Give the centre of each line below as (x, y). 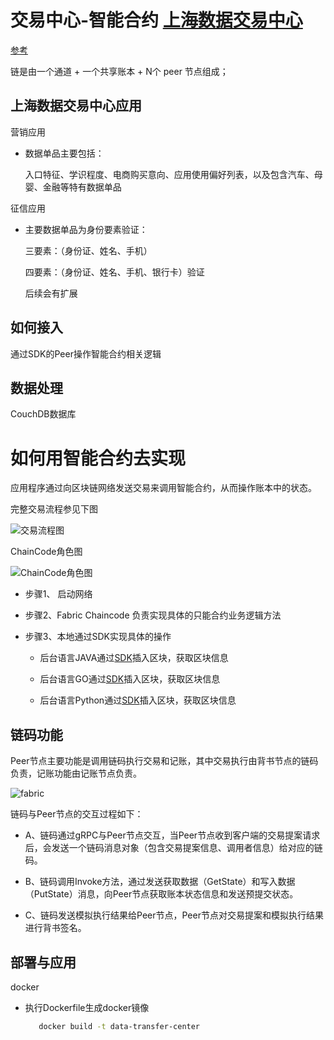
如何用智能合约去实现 (98, 458)
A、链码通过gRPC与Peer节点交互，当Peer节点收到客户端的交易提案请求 (172, 835)
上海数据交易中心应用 (76, 106)
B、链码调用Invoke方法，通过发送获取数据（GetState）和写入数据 (160, 882)
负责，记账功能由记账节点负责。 (76, 773)
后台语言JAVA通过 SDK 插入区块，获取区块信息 (134, 658)
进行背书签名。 (55, 928)
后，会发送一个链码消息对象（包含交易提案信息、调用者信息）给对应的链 (173, 848)
